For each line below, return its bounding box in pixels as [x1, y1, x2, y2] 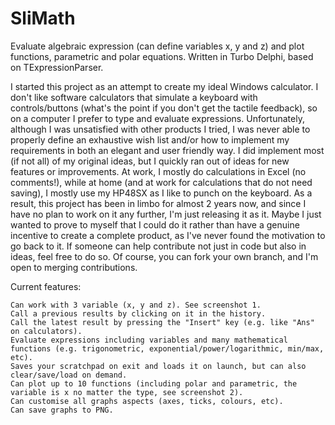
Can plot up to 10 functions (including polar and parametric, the [10, 378, 298, 389]
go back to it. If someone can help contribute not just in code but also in [10, 240, 307, 252]
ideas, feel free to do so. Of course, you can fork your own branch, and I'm [10, 250, 319, 262]
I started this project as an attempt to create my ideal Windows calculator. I [10, 80, 319, 92]
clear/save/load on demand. [10, 370, 128, 380]
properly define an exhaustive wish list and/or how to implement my [10, 133, 290, 146]
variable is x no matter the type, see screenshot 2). [10, 387, 244, 397]
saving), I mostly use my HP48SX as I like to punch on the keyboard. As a [10, 187, 313, 199]
